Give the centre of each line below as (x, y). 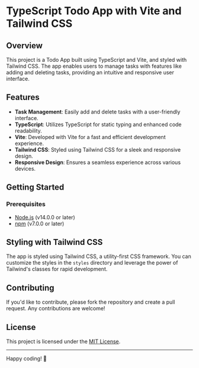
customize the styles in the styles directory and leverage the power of (92, 263)
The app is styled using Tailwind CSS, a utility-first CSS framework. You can (99, 256)
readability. (28, 130)
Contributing (30, 287)
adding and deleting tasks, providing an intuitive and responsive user (90, 72)
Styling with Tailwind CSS (54, 242)
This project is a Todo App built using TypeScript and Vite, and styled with (97, 60)
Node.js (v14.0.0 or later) (45, 217)
